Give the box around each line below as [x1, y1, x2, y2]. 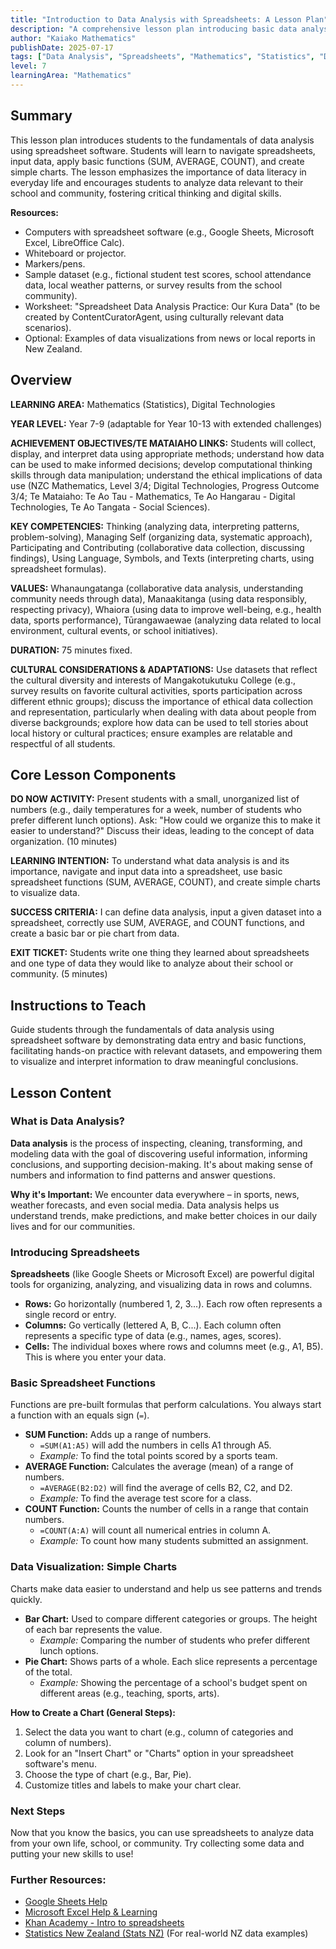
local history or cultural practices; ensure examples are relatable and [10, 727, 293, 739]
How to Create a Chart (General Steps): [10, 1706, 177, 1718]
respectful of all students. [10, 737, 116, 750]
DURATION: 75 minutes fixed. [10, 644, 133, 656]
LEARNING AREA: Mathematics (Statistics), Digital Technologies [10, 398, 276, 410]
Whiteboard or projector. [24, 247, 127, 259]
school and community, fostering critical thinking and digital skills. [10, 187, 282, 199]
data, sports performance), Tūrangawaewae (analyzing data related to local [10, 614, 322, 626]
